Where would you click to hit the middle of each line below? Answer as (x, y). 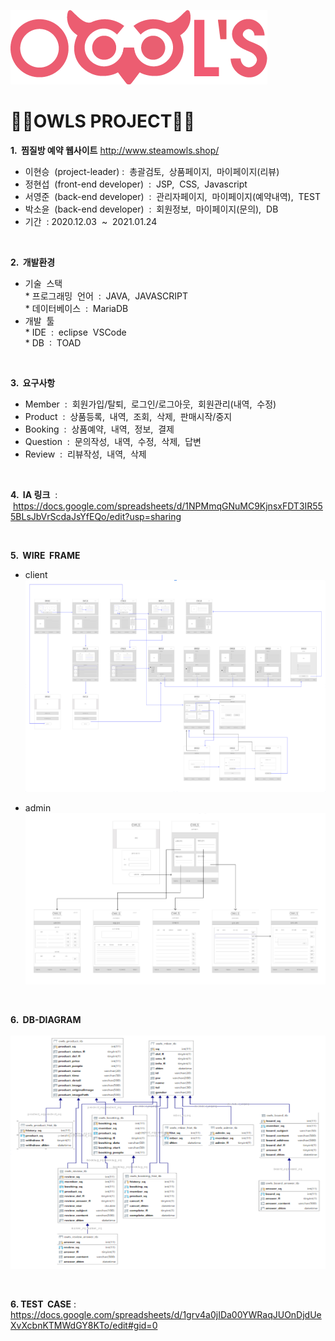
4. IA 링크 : (34, 494)
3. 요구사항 (33, 382)
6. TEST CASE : (43, 1304)
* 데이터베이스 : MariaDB (76, 308)
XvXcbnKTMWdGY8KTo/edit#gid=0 (84, 1325)
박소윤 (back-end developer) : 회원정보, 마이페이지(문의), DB (151, 209)
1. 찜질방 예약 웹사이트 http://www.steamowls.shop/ (115, 150)
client (36, 574)
